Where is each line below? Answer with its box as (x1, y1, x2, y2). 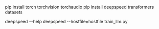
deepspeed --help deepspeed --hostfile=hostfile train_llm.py (5, 19, 128, 24)
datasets (5, 9, 23, 15)
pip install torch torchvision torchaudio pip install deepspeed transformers (5, 4, 154, 10)
